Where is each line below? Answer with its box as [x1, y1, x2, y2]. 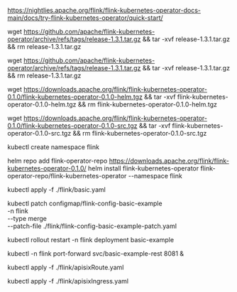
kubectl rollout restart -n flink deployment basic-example [7, 236, 175, 244]
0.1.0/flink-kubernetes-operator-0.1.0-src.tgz [7, 121, 138, 130]
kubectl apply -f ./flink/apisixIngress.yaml [7, 277, 129, 285]
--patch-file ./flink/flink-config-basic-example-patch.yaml [7, 222, 177, 230]
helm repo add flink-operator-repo [7, 156, 108, 165]
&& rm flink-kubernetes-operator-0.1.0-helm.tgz [77, 100, 218, 109]
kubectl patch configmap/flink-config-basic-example [7, 199, 162, 207]
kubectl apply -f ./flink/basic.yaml [7, 185, 106, 194]
